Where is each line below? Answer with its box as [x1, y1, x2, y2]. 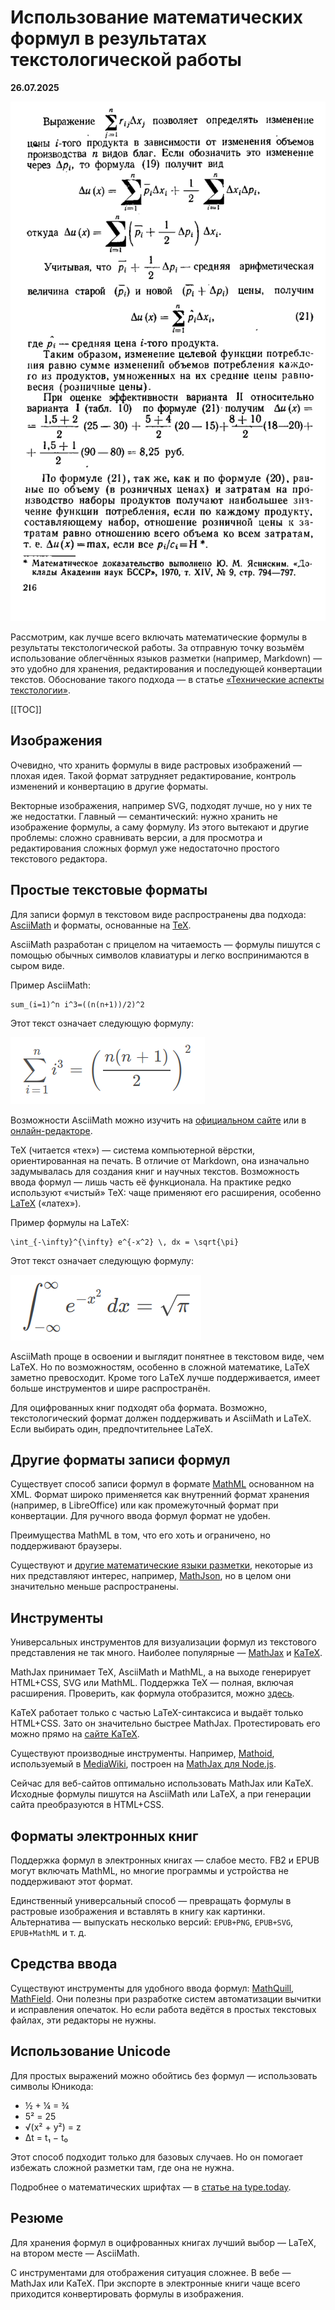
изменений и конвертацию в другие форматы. [10, 780, 209, 792]
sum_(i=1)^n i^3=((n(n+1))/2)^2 [10, 999, 145, 1010]
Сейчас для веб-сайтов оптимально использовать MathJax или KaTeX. [10, 1777, 314, 1790]
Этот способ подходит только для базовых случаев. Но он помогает [10, 2151, 304, 2163]
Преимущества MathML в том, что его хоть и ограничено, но [10, 1529, 271, 1541]
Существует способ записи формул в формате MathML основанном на [10, 1478, 315, 1490]
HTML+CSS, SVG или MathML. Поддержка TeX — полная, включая [10, 1677, 294, 1689]
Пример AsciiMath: [10, 979, 91, 991]
